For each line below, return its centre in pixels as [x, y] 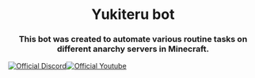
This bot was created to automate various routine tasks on [133, 39]
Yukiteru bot [133, 15]
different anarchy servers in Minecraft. [133, 49]
